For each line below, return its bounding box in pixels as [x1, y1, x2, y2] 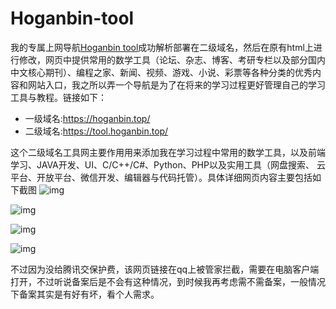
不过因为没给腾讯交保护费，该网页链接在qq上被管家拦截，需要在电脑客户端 [10, 263, 320, 275]
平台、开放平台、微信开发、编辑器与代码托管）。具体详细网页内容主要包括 [10, 171, 313, 183]
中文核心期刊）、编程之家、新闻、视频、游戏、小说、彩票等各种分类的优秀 [10, 66, 313, 78]
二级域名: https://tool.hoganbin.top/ [24, 125, 169, 137]
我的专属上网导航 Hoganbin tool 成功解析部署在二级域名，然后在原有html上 [10, 41, 314, 53]
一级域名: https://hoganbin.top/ [24, 112, 151, 124]
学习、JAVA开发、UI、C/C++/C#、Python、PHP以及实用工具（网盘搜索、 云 [10, 158, 326, 171]
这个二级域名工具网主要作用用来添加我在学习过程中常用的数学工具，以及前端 [10, 146, 326, 158]
